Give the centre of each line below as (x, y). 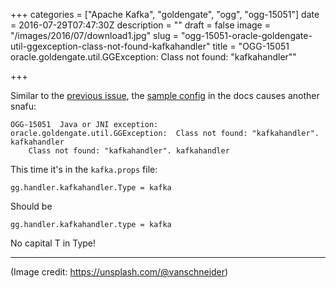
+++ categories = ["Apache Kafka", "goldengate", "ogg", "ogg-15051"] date (165, 14)
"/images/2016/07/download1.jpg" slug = (94, 35)
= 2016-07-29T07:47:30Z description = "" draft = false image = (140, 25)
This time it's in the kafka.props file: (84, 169)
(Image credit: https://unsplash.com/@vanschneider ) (119, 272)
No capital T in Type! (53, 243)
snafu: (23, 106)
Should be (31, 206)
